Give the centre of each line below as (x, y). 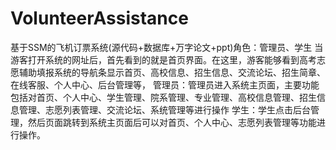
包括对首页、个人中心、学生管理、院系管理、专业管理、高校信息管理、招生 (163, 97)
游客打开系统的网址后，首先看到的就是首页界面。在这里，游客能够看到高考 (163, 59)
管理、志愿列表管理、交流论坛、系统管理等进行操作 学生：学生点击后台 (164, 109)
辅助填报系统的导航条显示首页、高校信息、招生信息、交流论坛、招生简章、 (172, 72)
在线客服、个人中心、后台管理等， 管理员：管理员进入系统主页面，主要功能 (165, 84)
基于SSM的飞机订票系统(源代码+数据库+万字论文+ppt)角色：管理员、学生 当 (167, 47)
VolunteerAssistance (99, 18)
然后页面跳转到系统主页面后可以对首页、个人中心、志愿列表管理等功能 (172, 122)
